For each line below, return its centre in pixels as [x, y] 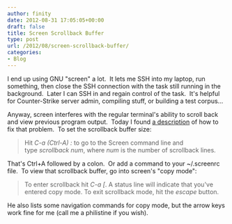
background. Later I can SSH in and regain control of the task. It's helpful [114, 93]
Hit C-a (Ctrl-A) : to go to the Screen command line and [104, 143]
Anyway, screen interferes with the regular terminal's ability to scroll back [113, 114]
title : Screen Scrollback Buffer [56, 33]
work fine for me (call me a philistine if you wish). [78, 212]
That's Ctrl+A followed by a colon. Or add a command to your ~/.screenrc [114, 163]
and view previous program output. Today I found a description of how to [113, 122]
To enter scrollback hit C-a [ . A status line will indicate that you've [119, 184]
